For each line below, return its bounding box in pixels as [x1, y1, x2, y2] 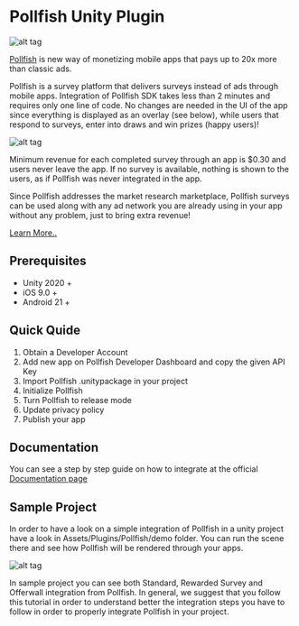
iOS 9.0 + [22, 287, 58, 298]
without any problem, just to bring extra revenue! [9, 209, 192, 220]
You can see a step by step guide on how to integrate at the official [9, 464, 259, 474]
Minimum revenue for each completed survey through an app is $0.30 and [9, 153, 286, 164]
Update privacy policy [22, 404, 105, 415]
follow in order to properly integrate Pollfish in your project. [9, 606, 229, 617]
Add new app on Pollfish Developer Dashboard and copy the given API [22, 356, 285, 367]
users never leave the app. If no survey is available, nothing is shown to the [9, 163, 289, 174]
